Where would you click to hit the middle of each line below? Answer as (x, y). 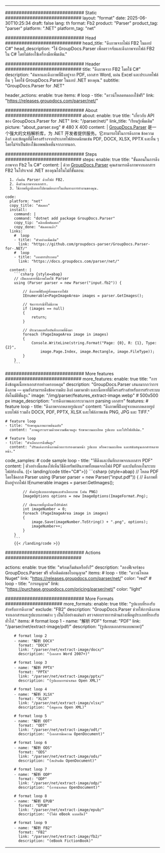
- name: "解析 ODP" (33, 774)
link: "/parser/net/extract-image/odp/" (60, 783)
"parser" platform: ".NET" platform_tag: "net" (50, 28)
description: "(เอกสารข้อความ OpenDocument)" (61, 734)
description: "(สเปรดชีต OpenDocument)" (57, 761)
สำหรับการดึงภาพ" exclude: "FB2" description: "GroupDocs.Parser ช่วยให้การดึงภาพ (82, 609)
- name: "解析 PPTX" (34, 668)
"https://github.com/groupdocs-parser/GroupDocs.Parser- (91, 244)
